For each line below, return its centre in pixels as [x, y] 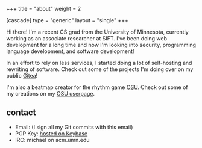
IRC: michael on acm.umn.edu [52, 140]
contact [21, 113]
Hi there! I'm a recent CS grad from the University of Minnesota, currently [97, 32]
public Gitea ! [22, 76]
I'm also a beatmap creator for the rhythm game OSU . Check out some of [97, 87]
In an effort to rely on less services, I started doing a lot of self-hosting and [99, 63]
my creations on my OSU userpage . [51, 94]
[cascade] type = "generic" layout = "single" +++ [67, 20]
